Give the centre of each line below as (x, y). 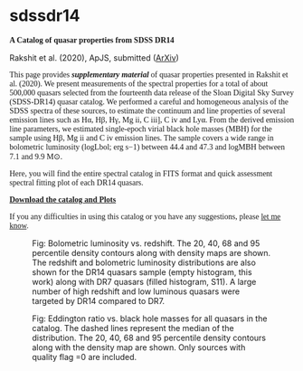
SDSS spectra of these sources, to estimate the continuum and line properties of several (147, 111)
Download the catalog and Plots (63, 200)
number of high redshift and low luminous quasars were (136, 291)
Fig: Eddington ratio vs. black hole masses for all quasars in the (150, 319)
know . (19, 226)
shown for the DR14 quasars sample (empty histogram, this (142, 271)
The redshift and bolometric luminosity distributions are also (144, 262)
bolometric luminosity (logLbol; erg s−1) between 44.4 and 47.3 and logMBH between (147, 147)
